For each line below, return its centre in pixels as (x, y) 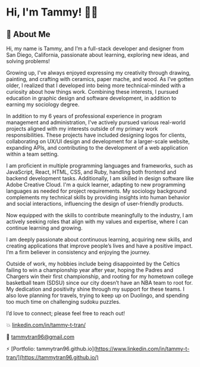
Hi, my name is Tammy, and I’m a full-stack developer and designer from (95, 48)
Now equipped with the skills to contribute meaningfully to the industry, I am (100, 215)
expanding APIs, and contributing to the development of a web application (97, 148)
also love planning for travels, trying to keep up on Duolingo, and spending (98, 295)
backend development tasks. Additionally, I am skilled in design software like (100, 178)
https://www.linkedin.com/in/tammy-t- (143, 349)
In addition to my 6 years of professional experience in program (84, 116)
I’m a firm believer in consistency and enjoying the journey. (78, 252)
